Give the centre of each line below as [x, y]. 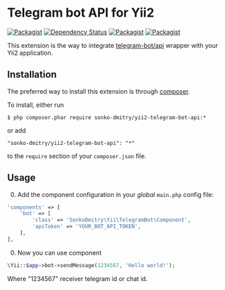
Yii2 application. [30, 53]
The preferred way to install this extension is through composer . [99, 91]
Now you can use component [59, 253]
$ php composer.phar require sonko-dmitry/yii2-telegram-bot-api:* [107, 117]
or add [17, 130]
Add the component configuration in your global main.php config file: [115, 194]
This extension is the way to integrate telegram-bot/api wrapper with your [113, 45]
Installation [32, 75]
